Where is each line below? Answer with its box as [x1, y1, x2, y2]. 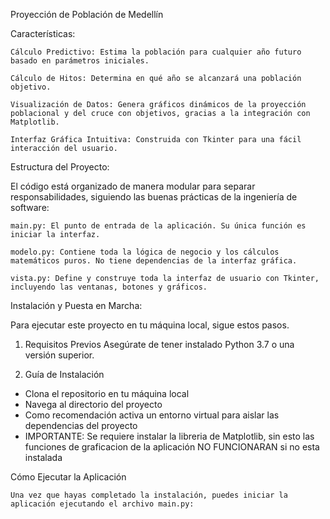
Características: [10, 28, 76, 39]
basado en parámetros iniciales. [10, 56, 150, 66]
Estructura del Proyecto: [10, 161, 110, 173]
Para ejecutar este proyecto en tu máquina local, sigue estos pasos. [10, 319, 290, 331]
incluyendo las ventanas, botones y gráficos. [10, 282, 208, 292]
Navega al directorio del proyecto [24, 399, 163, 410]
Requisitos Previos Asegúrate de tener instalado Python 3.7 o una [24, 339, 295, 350]
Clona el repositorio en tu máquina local [24, 388, 190, 399]
